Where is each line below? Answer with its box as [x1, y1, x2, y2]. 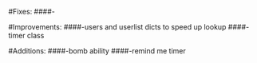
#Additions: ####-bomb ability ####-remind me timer [8, 46, 186, 55]
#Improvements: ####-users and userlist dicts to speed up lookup [8, 22, 227, 31]
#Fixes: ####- [8, 7, 56, 16]
